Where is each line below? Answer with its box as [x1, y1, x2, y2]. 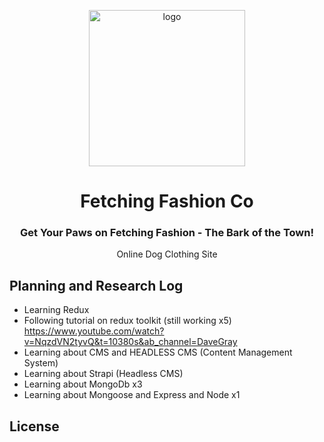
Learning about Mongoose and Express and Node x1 [23, 389, 241, 401]
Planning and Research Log [9, 277, 184, 294]
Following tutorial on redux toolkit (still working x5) [23, 315, 232, 327]
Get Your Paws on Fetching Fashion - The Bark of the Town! [20, 226, 314, 240]
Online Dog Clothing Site [116, 248, 218, 260]
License [9, 418, 60, 435]
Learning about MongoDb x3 [23, 378, 143, 390]
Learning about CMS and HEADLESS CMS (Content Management [23, 346, 293, 359]
